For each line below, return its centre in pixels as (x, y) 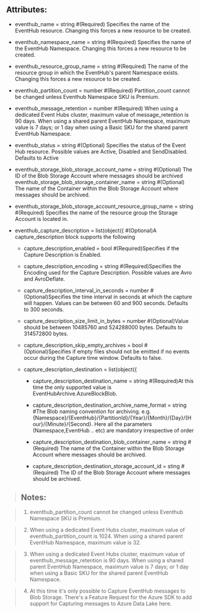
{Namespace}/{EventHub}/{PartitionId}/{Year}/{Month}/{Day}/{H (112, 418)
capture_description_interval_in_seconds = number (86, 290)
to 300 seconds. (44, 309)
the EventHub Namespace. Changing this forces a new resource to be (100, 48)
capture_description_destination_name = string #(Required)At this (113, 381)
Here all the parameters (123, 424)
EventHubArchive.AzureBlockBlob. (75, 393)
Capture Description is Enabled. (62, 254)
